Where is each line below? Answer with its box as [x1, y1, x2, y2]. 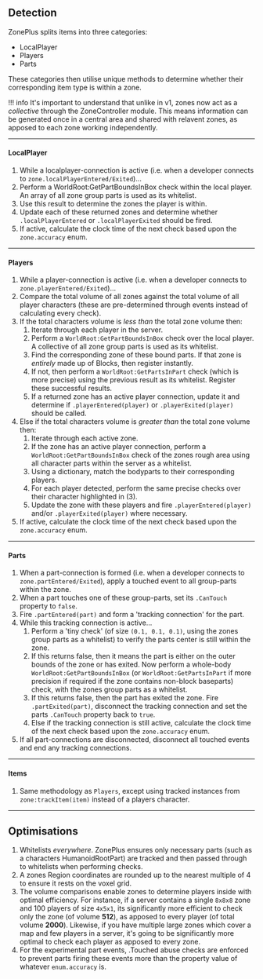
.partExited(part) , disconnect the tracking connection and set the [31, 702, 248, 711]
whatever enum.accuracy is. [19, 962, 107, 972]
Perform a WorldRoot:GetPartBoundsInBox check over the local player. [31, 334, 254, 343]
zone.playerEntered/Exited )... [19, 283, 116, 293]
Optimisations [8, 824, 78, 838]
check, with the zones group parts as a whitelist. [31, 685, 188, 694]
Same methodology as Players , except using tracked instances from [19, 786, 240, 795]
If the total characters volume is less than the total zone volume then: [19, 317, 243, 327]
